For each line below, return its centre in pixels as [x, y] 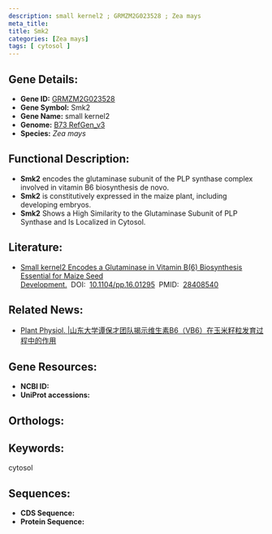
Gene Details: [43, 79]
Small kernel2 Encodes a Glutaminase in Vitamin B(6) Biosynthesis [131, 267]
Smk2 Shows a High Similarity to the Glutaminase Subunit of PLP [129, 213]
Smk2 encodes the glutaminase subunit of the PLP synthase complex [136, 178]
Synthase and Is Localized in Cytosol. [83, 221]
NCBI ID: [35, 387]
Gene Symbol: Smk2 [55, 107]
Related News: [46, 310]
